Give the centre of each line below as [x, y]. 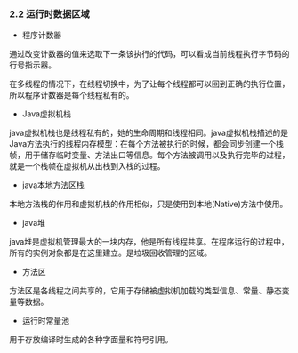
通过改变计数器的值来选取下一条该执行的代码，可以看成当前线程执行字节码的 [149, 54]
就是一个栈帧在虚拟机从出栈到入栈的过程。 [87, 166]
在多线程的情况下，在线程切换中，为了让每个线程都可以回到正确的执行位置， [149, 84]
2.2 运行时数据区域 [50, 13]
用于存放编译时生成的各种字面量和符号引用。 [91, 340]
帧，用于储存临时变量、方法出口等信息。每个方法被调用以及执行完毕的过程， [149, 155]
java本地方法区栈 [53, 185]
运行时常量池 [45, 321]
